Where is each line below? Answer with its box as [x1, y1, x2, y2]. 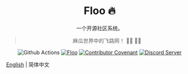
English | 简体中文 [6, 60, 50, 68]
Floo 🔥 [84, 4, 116, 18]
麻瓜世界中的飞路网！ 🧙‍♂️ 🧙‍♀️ [72, 37, 142, 44]
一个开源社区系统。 [76, 25, 123, 32]
